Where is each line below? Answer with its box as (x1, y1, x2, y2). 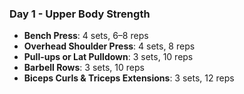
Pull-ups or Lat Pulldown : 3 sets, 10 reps (23, 51, 194, 63)
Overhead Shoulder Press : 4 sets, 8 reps (23, 40, 196, 52)
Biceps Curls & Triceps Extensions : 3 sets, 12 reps (23, 72, 235, 84)
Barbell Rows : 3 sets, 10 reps (23, 62, 145, 74)
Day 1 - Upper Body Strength (9, 7, 151, 21)
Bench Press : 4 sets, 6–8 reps (23, 30, 149, 42)
